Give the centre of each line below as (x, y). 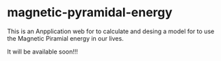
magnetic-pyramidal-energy (90, 13)
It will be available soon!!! (43, 52)
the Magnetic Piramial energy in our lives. (66, 38)
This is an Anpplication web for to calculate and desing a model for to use (111, 31)
